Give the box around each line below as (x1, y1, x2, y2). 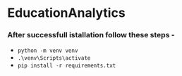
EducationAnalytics (7, 5, 126, 21)
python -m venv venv (17, 47, 78, 54)
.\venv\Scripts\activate (17, 55, 91, 62)
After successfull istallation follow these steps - (7, 30, 175, 40)
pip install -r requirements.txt (17, 62, 116, 70)
